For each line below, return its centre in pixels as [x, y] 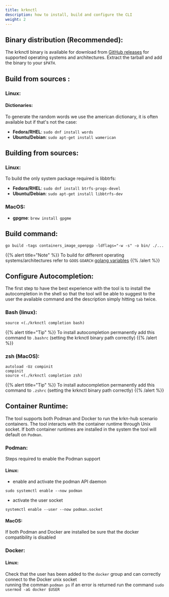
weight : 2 [16, 19]
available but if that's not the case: [41, 122]
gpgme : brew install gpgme [42, 218]
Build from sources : [38, 79]
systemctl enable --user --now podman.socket [54, 510]
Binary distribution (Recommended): [64, 40]
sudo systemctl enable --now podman [44, 491]
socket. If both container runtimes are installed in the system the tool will [81, 429]
